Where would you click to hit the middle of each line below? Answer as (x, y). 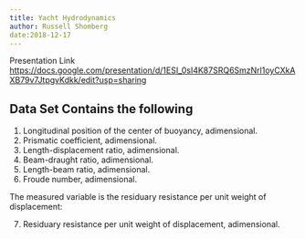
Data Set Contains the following (101, 109)
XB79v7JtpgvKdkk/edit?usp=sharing (78, 80)
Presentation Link (42, 61)
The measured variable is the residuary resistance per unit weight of (138, 197)
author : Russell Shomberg (58, 26)
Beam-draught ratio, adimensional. (88, 160)
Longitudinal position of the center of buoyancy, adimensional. (140, 131)
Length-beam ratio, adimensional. (86, 170)
